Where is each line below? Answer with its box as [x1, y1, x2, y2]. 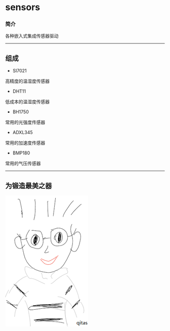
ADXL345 [12, 130, 33, 136]
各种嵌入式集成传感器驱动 [5, 33, 59, 39]
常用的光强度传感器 [5, 119, 46, 126]
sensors [5, 2, 40, 13]
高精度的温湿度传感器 [5, 78, 50, 85]
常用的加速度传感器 [5, 140, 46, 146]
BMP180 [12, 150, 30, 156]
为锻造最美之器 [5, 181, 52, 190]
